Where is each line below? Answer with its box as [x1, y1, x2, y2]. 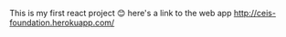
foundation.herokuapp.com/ [9, 17, 115, 28]
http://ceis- [233, 8, 277, 18]
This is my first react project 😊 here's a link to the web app [9, 8, 232, 18]
